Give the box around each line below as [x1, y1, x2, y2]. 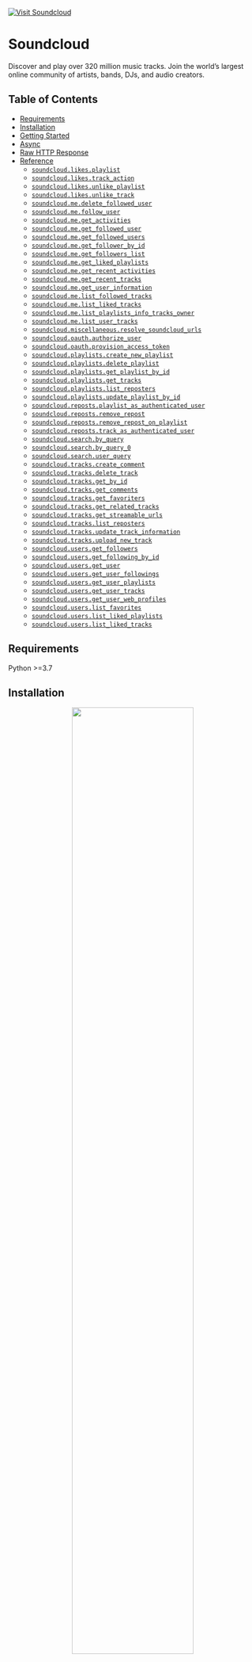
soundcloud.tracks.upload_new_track [31, 536, 152, 544]
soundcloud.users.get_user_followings [31, 570, 160, 578]
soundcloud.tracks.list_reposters [31, 519, 145, 527]
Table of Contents [8, 93, 99, 106]
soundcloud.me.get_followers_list [31, 250, 145, 258]
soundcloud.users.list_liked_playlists [31, 612, 164, 620]
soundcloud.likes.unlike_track [31, 191, 135, 199]
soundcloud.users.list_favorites [31, 603, 142, 612]
